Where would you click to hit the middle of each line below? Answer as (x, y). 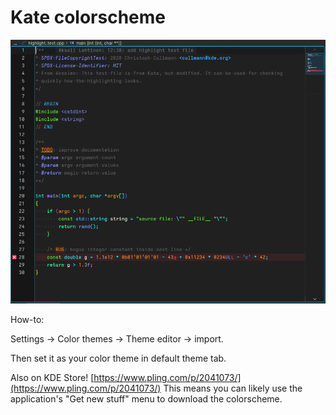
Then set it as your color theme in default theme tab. (118, 358)
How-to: (27, 320)
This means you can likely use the (233, 388)
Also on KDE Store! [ (52, 378)
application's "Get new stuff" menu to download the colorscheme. (146, 399)
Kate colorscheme (88, 17)
